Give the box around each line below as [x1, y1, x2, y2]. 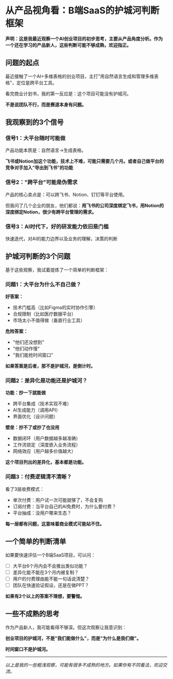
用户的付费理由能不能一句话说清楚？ [12, 576, 90, 582]
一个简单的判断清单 [5, 537, 66, 546]
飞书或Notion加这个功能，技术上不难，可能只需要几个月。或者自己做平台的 [5, 158, 164, 165]
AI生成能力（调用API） [12, 407, 61, 413]
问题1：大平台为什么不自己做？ [5, 281, 82, 288]
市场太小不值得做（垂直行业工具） [12, 317, 85, 324]
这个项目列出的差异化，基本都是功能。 [5, 459, 86, 466]
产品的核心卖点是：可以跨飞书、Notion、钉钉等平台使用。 [5, 191, 127, 198]
